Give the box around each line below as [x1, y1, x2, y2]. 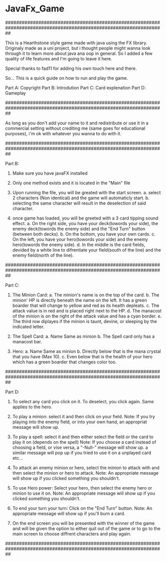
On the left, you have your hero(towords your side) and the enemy [12, 236, 148, 242]
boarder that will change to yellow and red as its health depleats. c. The [12, 302, 160, 308]
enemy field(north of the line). [12, 252, 74, 258]
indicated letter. [12, 323, 45, 329]
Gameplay [5, 90, 26, 96]
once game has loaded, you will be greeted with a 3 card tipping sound [12, 215, 159, 221]
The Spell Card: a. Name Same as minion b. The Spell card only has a [12, 333, 155, 339]
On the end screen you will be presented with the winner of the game [12, 520, 155, 526]
